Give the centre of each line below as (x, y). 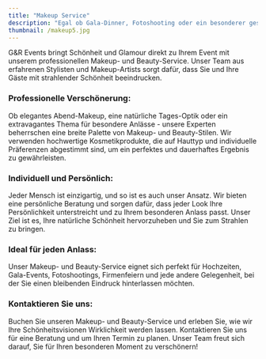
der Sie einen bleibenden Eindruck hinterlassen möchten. (102, 283)
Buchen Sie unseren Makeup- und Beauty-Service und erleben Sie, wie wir (131, 321)
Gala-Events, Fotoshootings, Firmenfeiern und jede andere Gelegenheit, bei (131, 275)
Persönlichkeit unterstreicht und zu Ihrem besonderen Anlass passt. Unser (129, 212)
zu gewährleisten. (37, 157)
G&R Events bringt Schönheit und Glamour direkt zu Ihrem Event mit (119, 53)
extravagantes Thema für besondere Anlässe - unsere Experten (112, 124)
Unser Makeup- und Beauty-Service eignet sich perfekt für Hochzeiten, (125, 266)
